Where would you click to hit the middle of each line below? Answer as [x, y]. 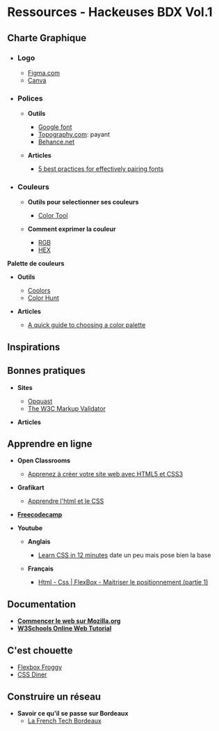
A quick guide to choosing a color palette [87, 325]
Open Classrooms [44, 460]
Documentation [42, 604]
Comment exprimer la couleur [72, 229]
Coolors [39, 291]
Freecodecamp [40, 515]
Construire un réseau [54, 696]
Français [41, 568]
